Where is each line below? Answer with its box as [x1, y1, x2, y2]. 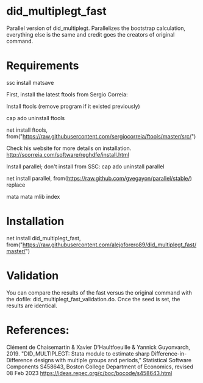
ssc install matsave [6, 79, 54, 86]
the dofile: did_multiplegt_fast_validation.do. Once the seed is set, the [6, 295, 180, 302]
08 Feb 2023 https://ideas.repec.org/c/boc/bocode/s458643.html [6, 369, 173, 376]
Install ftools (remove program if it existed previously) [6, 102, 140, 110]
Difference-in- [151, 349, 187, 357]
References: [6, 323, 69, 337]
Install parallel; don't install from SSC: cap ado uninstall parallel [6, 163, 165, 170]
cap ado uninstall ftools [6, 114, 65, 121]
